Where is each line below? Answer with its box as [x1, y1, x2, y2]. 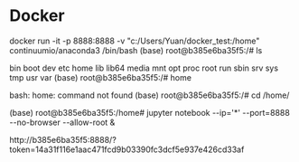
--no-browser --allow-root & [9, 117, 116, 128]
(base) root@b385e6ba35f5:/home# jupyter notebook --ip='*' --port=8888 [9, 107, 291, 118]
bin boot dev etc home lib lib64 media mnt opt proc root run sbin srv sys [9, 62, 278, 73]
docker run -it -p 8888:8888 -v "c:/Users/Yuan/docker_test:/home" [9, 35, 260, 46]
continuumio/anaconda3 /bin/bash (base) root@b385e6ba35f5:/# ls [9, 44, 263, 55]
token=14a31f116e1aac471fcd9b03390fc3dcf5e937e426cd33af [9, 144, 245, 155]
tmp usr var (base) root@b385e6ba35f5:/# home [9, 71, 192, 82]
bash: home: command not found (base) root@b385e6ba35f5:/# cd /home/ [9, 90, 290, 100]
